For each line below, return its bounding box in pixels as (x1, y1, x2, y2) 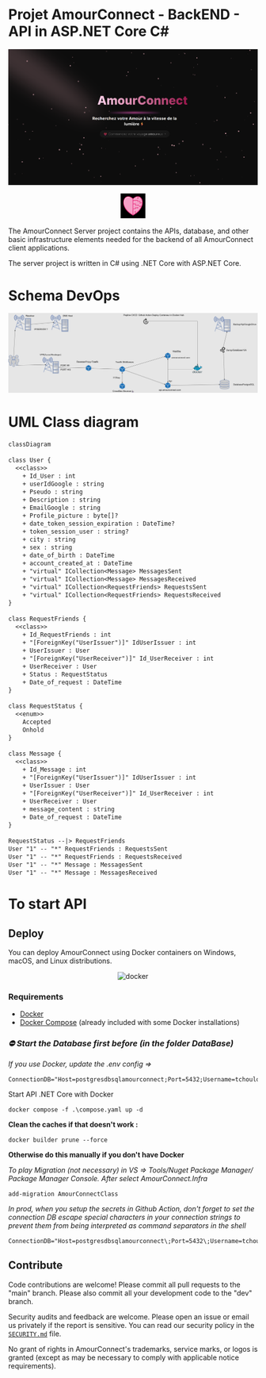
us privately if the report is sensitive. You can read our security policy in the (8, 1320, 255, 1330)
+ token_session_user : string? (22, 528, 129, 536)
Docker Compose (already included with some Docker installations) (19, 1018, 240, 1027)
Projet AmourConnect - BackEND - (8, 6, 240, 24)
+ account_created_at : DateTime (22, 559, 133, 568)
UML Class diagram (8, 413, 139, 432)
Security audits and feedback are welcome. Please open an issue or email (8, 1311, 249, 1322)
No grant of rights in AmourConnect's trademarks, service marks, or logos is (8, 1344, 258, 1353)
